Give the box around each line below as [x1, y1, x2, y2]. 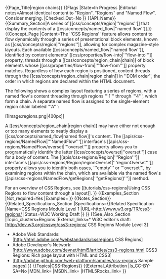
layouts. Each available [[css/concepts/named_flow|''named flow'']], [5, 47, 145, 52]
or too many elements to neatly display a [5, 128, 88, 134]
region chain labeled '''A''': [5, 104, 59, 109]
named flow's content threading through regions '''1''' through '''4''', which [5, 93, 157, 99]
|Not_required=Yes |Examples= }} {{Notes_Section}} [5, 195, 111, 201]
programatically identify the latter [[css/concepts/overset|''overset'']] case [5, 149, 158, 155]
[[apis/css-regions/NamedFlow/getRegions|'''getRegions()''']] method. [5, 176, 150, 181]
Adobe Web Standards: [12, 232, 60, 237]
